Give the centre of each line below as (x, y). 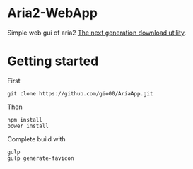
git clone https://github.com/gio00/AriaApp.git (80, 93)
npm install (25, 120)
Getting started (53, 61)
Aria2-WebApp (52, 13)
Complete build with (36, 139)
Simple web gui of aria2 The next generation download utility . (97, 33)
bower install (28, 126)
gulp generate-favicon (41, 158)
